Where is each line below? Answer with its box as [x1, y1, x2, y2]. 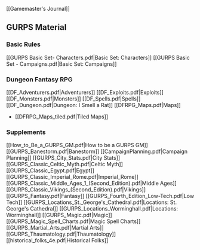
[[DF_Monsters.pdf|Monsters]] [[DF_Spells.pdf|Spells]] [6, 95, 141, 102]
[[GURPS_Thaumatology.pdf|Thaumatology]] [6, 230, 116, 238]
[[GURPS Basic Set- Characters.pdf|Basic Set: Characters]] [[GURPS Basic [6, 54, 190, 61]
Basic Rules [6, 40, 41, 48]
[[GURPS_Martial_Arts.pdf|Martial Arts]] [6, 224, 104, 231]
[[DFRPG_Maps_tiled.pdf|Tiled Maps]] [14, 113, 109, 120]
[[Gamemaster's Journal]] [6, 5, 70, 12]
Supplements [6, 128, 46, 136]
